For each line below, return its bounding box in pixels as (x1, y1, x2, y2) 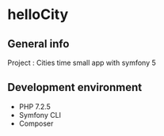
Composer (18, 119, 54, 128)
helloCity (7, 6, 69, 24)
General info (7, 37, 70, 51)
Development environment (7, 81, 143, 94)
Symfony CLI (18, 110, 61, 119)
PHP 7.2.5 (18, 101, 51, 111)
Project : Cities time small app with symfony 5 (7, 58, 156, 67)
